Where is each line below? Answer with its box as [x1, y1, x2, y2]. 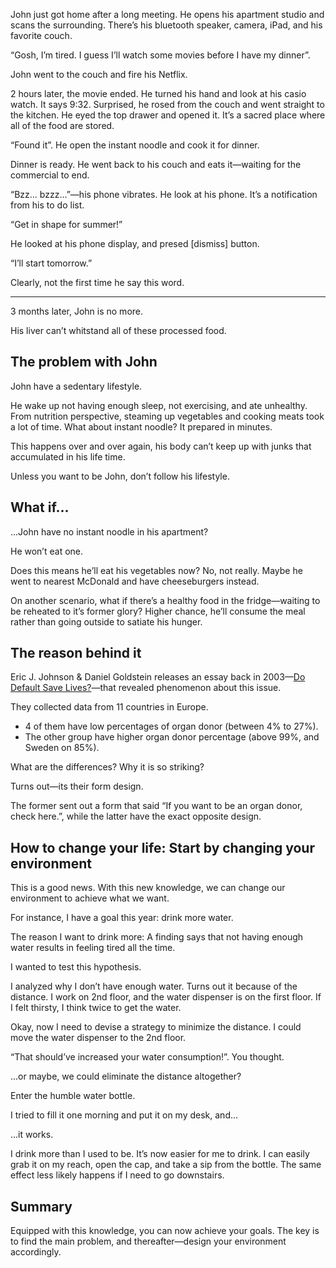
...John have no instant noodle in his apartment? [10, 525, 209, 538]
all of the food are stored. [10, 120, 115, 131]
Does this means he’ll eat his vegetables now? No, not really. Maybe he [10, 564, 303, 576]
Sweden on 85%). [24, 742, 100, 754]
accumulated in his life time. [10, 450, 126, 463]
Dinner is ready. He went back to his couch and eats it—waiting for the [10, 159, 302, 170]
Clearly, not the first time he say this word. [10, 277, 185, 288]
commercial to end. [10, 169, 90, 181]
